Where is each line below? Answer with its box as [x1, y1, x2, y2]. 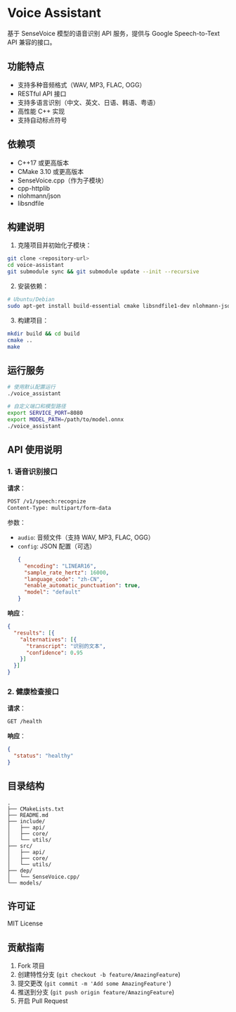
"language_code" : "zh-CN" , [24, 575, 103, 582]
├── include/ [7, 818, 46, 825]
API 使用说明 [7, 444, 63, 456]
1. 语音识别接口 [7, 466, 58, 476]
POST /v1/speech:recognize [7, 498, 86, 505]
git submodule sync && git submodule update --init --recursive [7, 268, 199, 275]
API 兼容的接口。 [7, 37, 56, 46]
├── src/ [7, 842, 33, 849]
